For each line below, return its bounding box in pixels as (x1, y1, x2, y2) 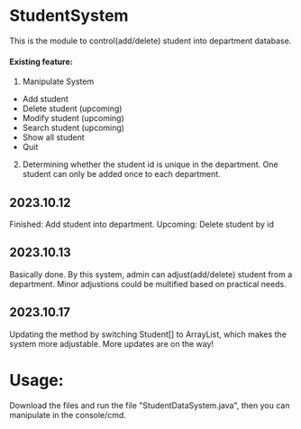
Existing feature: (9, 56, 74, 67)
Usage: (9, 369, 65, 390)
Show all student (22, 132, 86, 143)
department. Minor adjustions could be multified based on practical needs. (9, 278, 287, 289)
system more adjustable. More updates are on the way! (9, 338, 214, 349)
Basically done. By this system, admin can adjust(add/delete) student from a (9, 268, 293, 280)
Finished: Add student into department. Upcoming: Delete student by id (9, 219, 275, 229)
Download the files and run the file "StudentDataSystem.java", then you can (9, 399, 290, 411)
